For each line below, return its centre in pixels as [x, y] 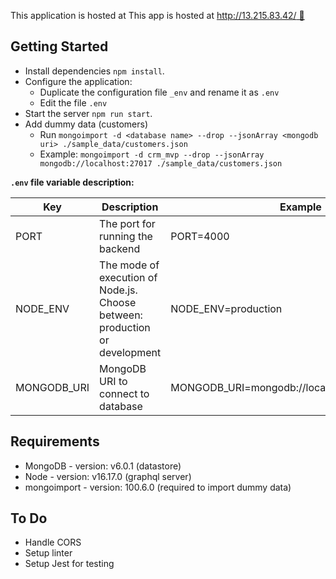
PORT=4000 [200, 236]
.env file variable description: [72, 182]
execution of [128, 277]
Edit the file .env [73, 102]
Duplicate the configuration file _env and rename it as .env [159, 92]
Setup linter [48, 553]
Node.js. [118, 290]
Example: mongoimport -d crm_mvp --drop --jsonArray [152, 154]
